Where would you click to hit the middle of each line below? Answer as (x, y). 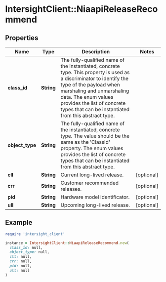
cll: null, (21, 257)
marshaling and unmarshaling (95, 91)
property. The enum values (92, 148)
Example (19, 222)
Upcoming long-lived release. (95, 205)
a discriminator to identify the (95, 79)
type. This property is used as (95, 72)
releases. (71, 189)
